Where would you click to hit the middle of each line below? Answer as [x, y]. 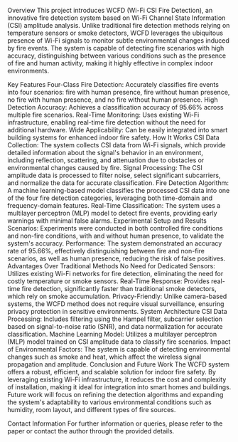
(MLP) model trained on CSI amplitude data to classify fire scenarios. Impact [119, 342]
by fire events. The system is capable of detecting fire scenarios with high [116, 48]
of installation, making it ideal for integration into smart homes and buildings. [119, 387]
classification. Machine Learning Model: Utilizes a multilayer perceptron [112, 334]
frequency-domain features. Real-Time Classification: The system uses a [114, 205]
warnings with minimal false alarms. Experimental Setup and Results [107, 221]
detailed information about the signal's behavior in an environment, [106, 153]
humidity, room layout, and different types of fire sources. [92, 410]
